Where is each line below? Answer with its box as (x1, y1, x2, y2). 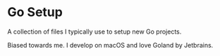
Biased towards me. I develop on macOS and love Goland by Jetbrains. (7, 41, 214, 49)
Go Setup (7, 4, 63, 20)
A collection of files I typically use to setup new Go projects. (7, 27, 182, 36)
